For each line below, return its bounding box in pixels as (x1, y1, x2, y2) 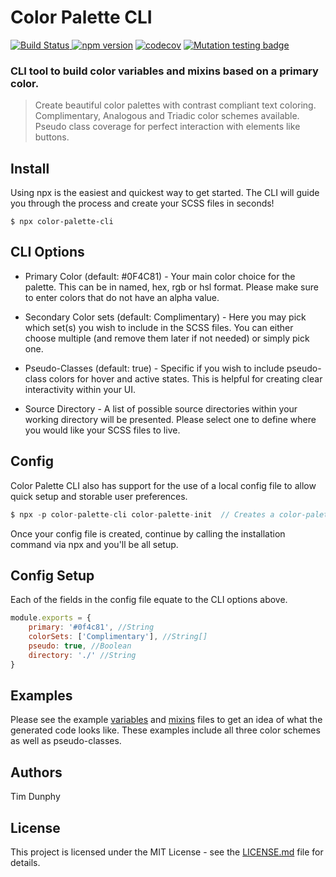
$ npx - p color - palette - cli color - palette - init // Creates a (10, 509, 275, 520)
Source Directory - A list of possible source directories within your (24, 402, 298, 415)
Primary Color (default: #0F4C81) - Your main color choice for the (24, 270, 296, 282)
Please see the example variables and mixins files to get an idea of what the (10, 714, 323, 726)
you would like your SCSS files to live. (24, 424, 181, 436)
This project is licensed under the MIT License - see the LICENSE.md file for (10, 846, 324, 858)
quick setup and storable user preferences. (10, 490, 188, 502)
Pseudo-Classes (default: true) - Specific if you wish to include (24, 362, 285, 374)
